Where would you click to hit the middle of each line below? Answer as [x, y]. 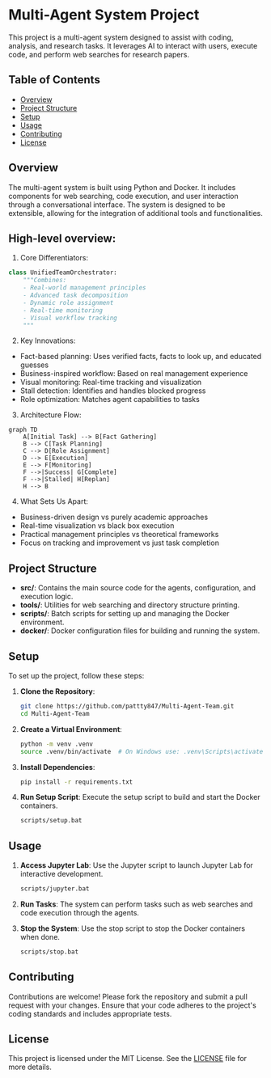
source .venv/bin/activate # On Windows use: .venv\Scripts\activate [142, 751]
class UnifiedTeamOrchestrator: [63, 273]
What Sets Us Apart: [54, 501]
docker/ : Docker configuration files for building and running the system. [140, 631]
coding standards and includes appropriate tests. [90, 1013]
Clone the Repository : [57, 691]
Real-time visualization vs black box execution [97, 526]
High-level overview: [62, 238]
